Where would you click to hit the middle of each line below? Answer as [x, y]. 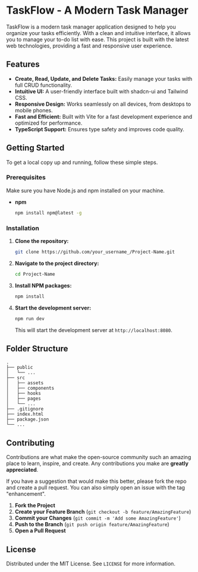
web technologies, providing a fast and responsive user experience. [89, 46]
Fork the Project [35, 505]
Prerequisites [26, 178]
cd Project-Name [35, 274]
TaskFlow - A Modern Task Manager [97, 10]
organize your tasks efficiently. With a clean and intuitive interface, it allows [99, 33]
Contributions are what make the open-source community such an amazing [99, 457]
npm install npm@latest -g [48, 213]
